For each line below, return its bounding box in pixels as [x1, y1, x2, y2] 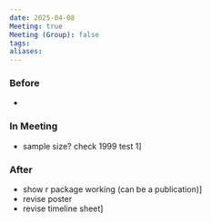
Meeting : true [9, 22, 64, 31]
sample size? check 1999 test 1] [22, 140, 142, 151]
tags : [9, 38, 30, 48]
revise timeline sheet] [22, 203, 104, 214]
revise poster [22, 194, 73, 205]
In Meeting [9, 120, 58, 132]
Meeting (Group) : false [9, 30, 100, 39]
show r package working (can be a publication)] [22, 184, 203, 195]
